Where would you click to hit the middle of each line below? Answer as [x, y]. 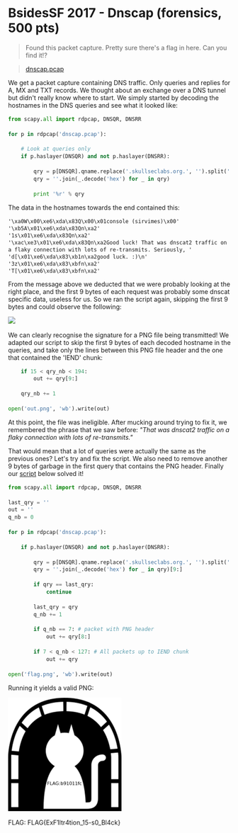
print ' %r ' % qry [59, 194]
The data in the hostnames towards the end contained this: [94, 208]
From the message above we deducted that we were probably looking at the [119, 284]
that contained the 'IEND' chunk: [56, 357]
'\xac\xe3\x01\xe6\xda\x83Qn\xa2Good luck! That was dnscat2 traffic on [118, 242]
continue [59, 592]
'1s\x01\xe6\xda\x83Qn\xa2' [50, 235]
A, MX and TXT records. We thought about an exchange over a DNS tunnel [117, 90]
